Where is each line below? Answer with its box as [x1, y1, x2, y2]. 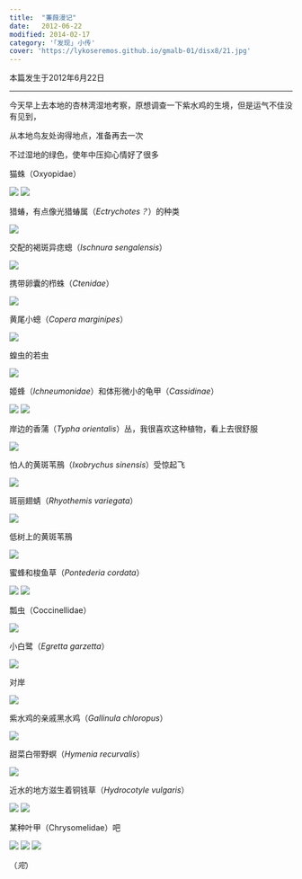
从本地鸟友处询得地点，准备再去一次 [9, 130, 144, 141]
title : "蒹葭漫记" [9, 13, 77, 22]
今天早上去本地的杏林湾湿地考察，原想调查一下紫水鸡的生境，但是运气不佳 [9, 100, 285, 111]
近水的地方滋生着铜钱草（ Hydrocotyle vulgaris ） [9, 785, 190, 795]
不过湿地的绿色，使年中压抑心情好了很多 [9, 149, 159, 160]
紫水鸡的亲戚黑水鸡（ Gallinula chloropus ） [9, 713, 168, 724]
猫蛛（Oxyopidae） [9, 168, 81, 180]
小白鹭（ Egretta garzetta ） [9, 641, 110, 652]
